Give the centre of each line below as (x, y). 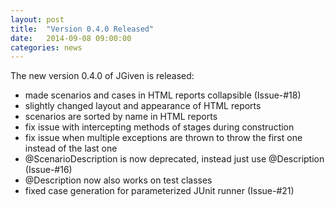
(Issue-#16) (48, 170)
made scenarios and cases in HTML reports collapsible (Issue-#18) (163, 95)
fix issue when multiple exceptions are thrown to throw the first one (163, 138)
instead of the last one (71, 148)
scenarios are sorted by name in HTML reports (121, 117)
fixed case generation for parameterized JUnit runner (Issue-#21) (159, 191)
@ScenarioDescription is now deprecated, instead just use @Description (174, 159)
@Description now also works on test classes (118, 180)
